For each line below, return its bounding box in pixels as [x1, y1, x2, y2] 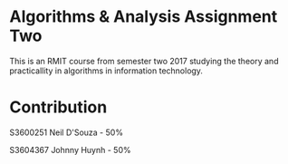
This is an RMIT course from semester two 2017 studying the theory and [9, 55, 279, 66]
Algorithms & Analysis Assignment [9, 6, 278, 27]
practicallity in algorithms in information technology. [9, 65, 204, 76]
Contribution [9, 97, 108, 118]
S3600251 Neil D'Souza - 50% [9, 127, 124, 138]
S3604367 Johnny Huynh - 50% [9, 144, 131, 155]
